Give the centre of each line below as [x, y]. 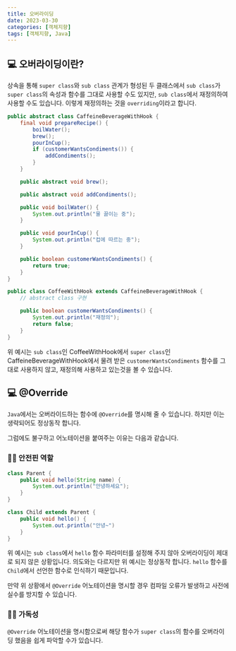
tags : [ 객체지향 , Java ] [39, 34]
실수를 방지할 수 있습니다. [42, 594]
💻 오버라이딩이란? [46, 64]
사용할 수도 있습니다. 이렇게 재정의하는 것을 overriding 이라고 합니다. [102, 103]
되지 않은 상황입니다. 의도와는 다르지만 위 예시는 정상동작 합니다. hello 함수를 [121, 562]
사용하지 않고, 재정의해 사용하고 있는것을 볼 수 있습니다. [96, 369]
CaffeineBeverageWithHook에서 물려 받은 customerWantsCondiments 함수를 [113, 360]
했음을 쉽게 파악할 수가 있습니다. [59, 640]
